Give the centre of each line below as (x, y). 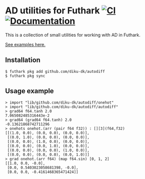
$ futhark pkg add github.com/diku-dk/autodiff (55, 71)
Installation (23, 60)
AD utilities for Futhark (52, 11)
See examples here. (25, 44)
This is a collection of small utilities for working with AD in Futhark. (73, 35)
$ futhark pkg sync (25, 76)
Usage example (30, 91)
